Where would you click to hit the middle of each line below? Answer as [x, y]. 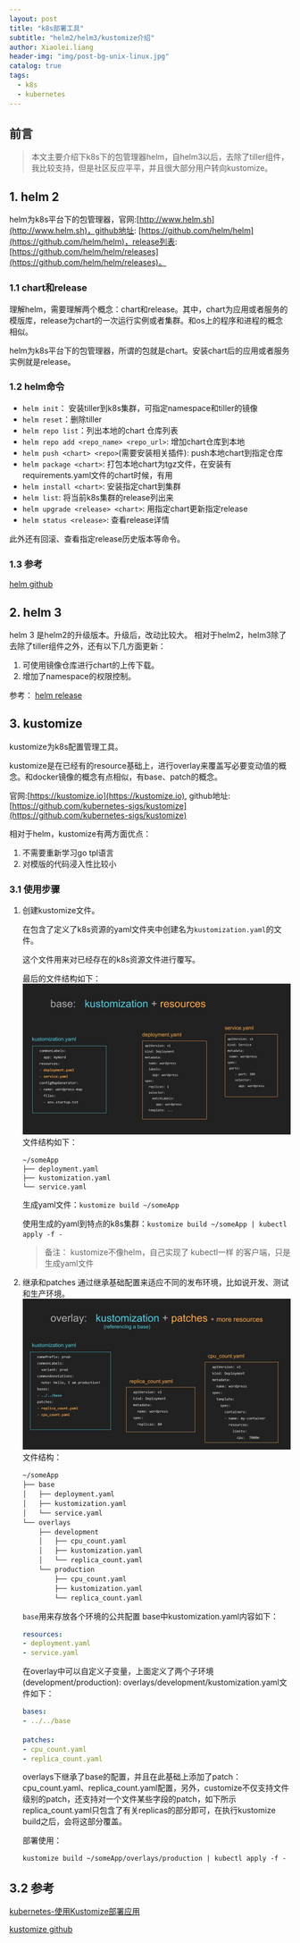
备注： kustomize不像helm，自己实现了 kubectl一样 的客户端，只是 [167, 1252]
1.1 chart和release [48, 288]
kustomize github [41, 1930]
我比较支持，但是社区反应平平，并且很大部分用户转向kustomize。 [152, 168]
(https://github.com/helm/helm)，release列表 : [93, 242]
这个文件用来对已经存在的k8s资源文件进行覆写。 [111, 960]
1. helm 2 [34, 197]
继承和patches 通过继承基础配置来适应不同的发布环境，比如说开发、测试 [155, 1283]
